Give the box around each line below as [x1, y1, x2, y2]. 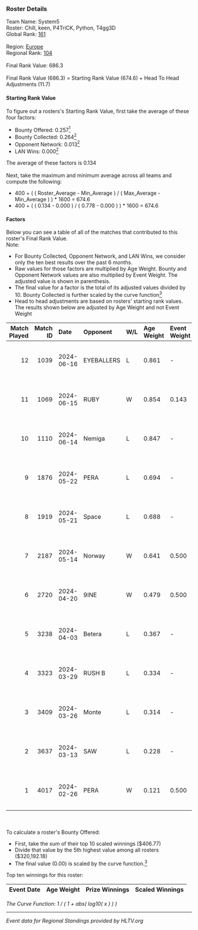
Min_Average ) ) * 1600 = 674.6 [14, 196, 90, 203]
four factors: [6, 114, 37, 121]
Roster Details [6, 5, 48, 13]
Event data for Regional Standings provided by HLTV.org [6, 917, 144, 924]
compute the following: [6, 178, 62, 185]
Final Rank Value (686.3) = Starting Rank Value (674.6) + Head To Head [6, 74, 180, 81]
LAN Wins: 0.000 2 [14, 147, 59, 155]
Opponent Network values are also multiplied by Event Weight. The [14, 271, 178, 279]
